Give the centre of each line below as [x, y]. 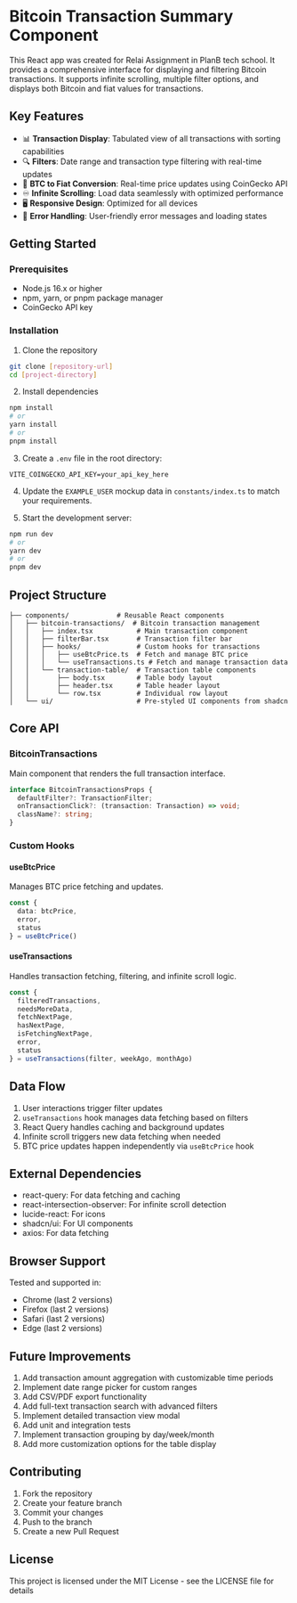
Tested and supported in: [55, 1283]
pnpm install [33, 441]
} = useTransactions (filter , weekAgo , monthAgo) [101, 1059]
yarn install [33, 425]
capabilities [43, 151]
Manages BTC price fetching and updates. [87, 887]
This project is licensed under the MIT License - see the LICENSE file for [141, 1581]
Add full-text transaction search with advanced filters [120, 1406]
